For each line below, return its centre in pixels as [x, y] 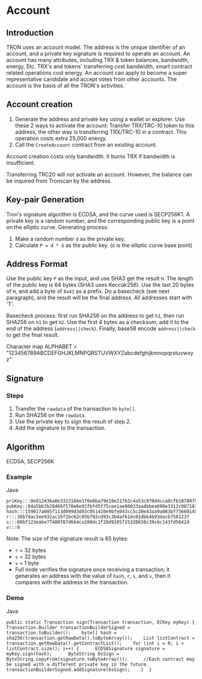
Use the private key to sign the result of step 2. [73, 422]
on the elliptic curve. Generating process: [57, 227]
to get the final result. [33, 335]
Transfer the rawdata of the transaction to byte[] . [76, 409]
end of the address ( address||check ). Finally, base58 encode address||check [101, 328]
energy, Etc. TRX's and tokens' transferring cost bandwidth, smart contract [99, 66]
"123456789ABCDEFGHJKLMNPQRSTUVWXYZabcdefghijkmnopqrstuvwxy [100, 353]
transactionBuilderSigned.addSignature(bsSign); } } [79, 669]
